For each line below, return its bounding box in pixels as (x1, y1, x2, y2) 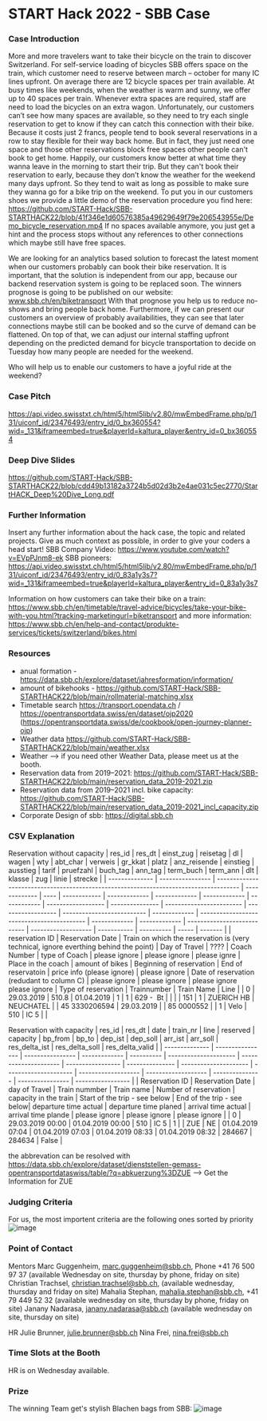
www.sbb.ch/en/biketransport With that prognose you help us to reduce (8, 296, 245, 306)
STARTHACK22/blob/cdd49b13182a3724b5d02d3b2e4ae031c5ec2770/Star (8, 481, 258, 491)
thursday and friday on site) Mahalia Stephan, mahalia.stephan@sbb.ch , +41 (8, 1287, 259, 1296)
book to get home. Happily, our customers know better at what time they (8, 153, 247, 163)
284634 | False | (8, 1135, 63, 1145)
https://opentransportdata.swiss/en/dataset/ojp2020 (19, 709, 194, 718)
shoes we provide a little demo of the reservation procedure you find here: (8, 196, 253, 205)
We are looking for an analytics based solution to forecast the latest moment (8, 253, 259, 264)
